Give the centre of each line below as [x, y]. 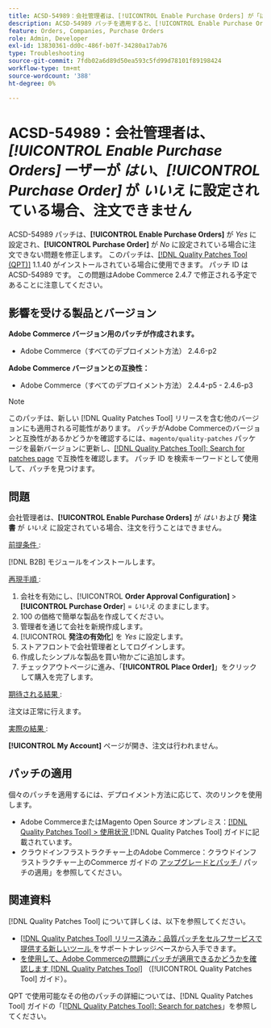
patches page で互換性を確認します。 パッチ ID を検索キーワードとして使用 [133, 459]
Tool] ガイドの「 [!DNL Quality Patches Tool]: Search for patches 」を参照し [133, 1005]
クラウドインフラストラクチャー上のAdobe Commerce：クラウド [128, 852]
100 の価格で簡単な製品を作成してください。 [94, 617]
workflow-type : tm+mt [45, 69]
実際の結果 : [28, 728]
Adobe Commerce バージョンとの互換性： [79, 368]
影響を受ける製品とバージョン [83, 313]
